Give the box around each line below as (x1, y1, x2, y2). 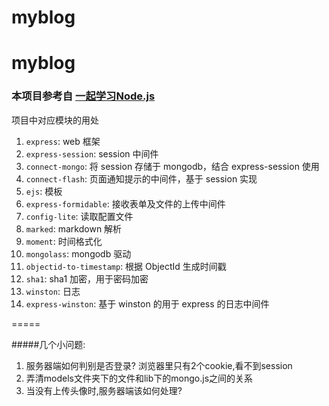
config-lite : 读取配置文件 (25, 210, 134, 222)
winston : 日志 (25, 285, 81, 297)
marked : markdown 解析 (25, 222, 123, 235)
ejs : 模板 (25, 185, 63, 197)
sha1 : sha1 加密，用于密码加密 (25, 272, 149, 285)
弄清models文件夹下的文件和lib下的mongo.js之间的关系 (25, 372, 254, 384)
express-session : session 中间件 (25, 147, 159, 160)
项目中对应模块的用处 (11, 114, 99, 126)
